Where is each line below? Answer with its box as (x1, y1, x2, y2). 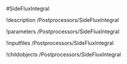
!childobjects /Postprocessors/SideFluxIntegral (6, 51, 121, 58)
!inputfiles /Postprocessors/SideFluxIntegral (6, 40, 114, 46)
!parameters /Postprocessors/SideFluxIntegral (6, 28, 120, 35)
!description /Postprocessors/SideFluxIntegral (6, 17, 119, 23)
